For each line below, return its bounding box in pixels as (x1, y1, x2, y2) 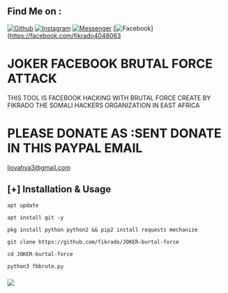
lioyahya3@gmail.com (7, 163, 71, 171)
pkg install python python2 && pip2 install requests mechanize (7, 226, 198, 233)
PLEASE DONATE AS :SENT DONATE (7, 125, 222, 141)
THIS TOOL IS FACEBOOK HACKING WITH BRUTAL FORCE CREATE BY (7, 93, 211, 102)
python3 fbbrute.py (7, 262, 64, 270)
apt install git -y (7, 214, 64, 221)
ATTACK (7, 71, 57, 86)
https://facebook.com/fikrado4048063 (9, 31, 121, 40)
